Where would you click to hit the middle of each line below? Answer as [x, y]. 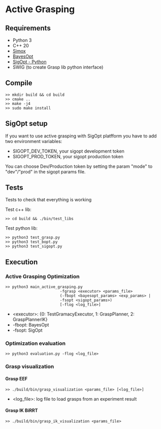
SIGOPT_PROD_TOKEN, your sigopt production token [68, 156]
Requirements [28, 28]
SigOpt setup [27, 123]
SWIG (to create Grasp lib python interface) [58, 67]
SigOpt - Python [29, 62]
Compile [19, 83]
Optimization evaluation [36, 343]
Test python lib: [22, 228]
